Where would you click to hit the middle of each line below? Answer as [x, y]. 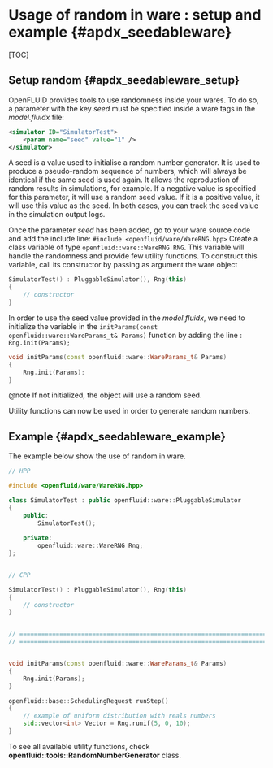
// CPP [19, 575]
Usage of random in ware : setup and [135, 15]
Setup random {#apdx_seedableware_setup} [124, 80]
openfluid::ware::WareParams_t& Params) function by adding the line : [125, 335]
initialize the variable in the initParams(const [83, 326]
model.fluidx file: [37, 117]
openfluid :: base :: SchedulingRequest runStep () [89, 701]
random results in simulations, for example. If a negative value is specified [132, 189]
